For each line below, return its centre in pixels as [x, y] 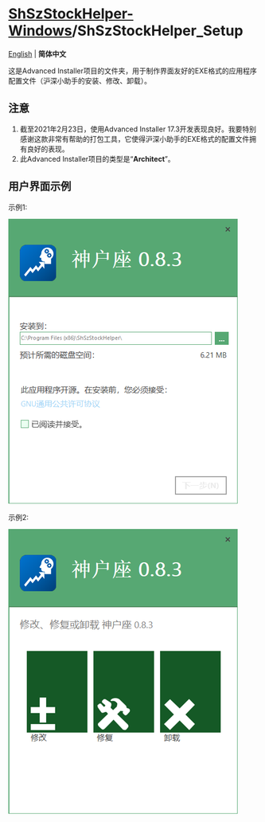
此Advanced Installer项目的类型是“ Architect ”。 [97, 159]
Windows [40, 31]
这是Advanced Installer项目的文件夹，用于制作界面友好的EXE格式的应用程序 [132, 70]
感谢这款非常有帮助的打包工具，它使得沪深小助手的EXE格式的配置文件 [134, 139]
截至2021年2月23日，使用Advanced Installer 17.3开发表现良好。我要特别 [138, 129]
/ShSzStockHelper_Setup [158, 31]
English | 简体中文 [37, 53]
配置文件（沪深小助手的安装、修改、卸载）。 [80, 80]
